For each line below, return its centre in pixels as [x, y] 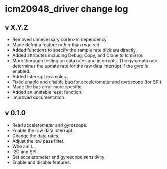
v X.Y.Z [17, 28]
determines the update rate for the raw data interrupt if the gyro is [80, 66]
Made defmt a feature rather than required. [56, 45]
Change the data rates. [36, 136]
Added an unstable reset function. [47, 92]
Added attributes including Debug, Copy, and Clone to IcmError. [78, 55]
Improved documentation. [39, 97]
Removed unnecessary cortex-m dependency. [60, 39]
